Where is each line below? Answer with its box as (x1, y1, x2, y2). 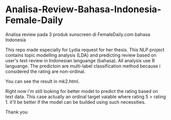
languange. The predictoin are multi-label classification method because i (5, 63, 161, 69)
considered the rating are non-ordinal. (5, 68, 86, 75)
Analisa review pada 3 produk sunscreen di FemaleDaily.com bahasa (5, 31, 151, 37)
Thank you (5, 109, 28, 115)
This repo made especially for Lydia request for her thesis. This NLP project (5, 46, 165, 53)
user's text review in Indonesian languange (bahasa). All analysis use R (5, 57, 155, 63)
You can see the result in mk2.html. (5, 78, 80, 84)
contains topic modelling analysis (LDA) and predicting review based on (5, 52, 157, 58)
